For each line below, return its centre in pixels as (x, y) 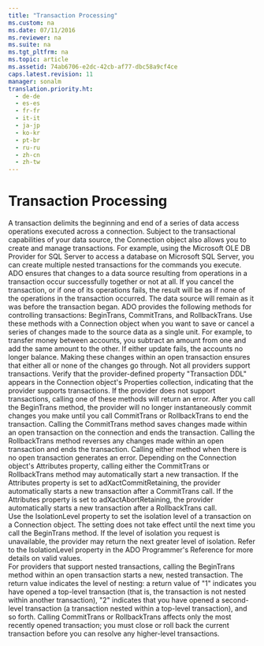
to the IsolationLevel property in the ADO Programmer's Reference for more (131, 550)
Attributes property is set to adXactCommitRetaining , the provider (114, 483)
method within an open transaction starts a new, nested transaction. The (126, 575)
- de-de (28, 96)
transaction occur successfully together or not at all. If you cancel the (121, 282)
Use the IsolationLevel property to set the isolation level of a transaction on (130, 517)
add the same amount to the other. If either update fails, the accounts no (126, 349)
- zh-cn (28, 155)
